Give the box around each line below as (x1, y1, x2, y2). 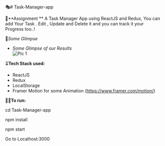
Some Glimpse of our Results (12, 45, 72, 51)
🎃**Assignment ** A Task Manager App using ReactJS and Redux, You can (5, 15, 161, 21)
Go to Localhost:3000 (5, 136, 50, 142)
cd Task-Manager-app (5, 107, 51, 113)
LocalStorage (12, 82, 40, 88)
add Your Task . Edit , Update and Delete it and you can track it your (5, 21, 144, 26)
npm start (5, 126, 25, 132)
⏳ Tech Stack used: (5, 61, 45, 66)
